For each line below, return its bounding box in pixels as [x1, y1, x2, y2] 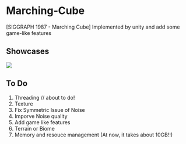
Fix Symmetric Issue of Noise [14, 106, 86, 113]
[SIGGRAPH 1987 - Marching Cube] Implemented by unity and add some [6, 23, 180, 30]
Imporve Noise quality [14, 113, 68, 120]
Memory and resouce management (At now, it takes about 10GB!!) [14, 131, 173, 138]
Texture [14, 100, 33, 107]
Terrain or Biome [14, 125, 55, 132]
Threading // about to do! [14, 94, 75, 101]
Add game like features [14, 118, 71, 126]
